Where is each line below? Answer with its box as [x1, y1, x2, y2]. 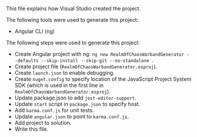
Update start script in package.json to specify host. [14, 101, 141, 108]
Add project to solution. [14, 119, 72, 126]
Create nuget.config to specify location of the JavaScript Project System [14, 76, 192, 82]
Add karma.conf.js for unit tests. [14, 107, 94, 113]
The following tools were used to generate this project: [6, 16, 139, 23]
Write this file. [14, 126, 49, 132]
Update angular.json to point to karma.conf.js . [14, 113, 129, 120]
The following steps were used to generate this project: [6, 39, 140, 46]
